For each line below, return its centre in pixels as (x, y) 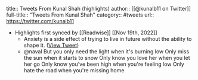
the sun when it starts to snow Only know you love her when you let (107, 58)
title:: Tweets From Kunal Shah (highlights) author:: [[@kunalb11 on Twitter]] (98, 9)
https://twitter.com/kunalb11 (40, 21)
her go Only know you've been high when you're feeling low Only (104, 64)
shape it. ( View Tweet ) (51, 45)
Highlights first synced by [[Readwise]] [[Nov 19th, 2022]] (86, 33)
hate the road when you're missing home (74, 70)
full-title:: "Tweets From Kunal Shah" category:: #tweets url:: (80, 15)
